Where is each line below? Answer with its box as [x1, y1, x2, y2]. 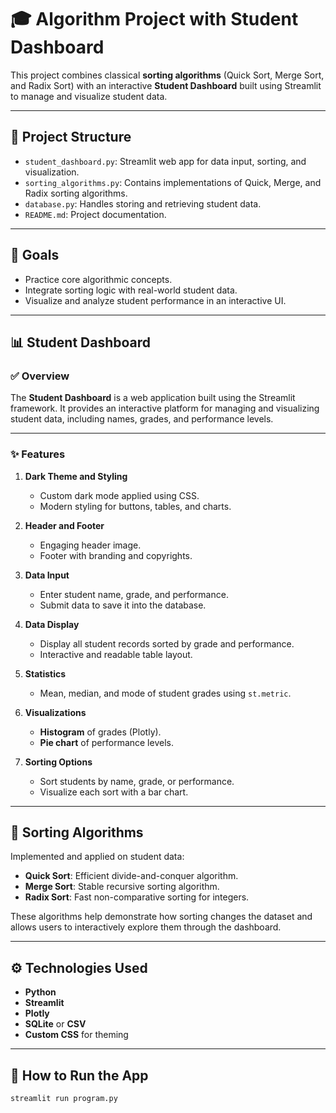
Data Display [24, 618, 80, 630]
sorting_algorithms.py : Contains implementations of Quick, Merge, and [24, 176, 322, 188]
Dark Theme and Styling [24, 470, 128, 482]
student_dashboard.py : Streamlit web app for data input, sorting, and [24, 155, 307, 167]
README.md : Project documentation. [24, 208, 167, 220]
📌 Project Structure [10, 129, 132, 146]
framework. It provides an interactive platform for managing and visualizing [10, 402, 320, 415]
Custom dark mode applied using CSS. [39, 489, 200, 501]
